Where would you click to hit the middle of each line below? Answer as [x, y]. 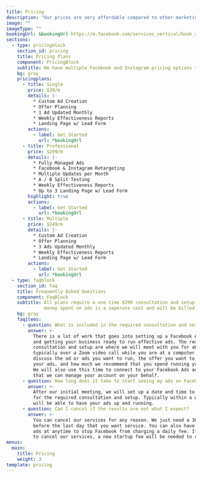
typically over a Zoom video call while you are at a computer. [115, 353]
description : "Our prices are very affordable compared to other [90, 17]
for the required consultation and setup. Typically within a [112, 398]
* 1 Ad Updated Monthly [63, 112]
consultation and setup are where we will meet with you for [111, 347]
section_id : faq [38, 286]
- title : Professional [50, 146]
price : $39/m [44, 90]
